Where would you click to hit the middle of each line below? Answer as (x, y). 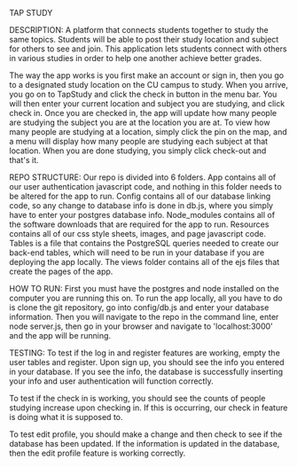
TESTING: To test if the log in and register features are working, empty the (145, 353)
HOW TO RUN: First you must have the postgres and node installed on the (144, 288)
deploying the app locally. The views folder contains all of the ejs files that (145, 262)
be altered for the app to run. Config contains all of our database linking (140, 196)
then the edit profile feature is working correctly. (98, 453)
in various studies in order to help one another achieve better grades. (136, 58)
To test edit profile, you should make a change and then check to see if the (146, 434)
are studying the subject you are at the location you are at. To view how (140, 122)
